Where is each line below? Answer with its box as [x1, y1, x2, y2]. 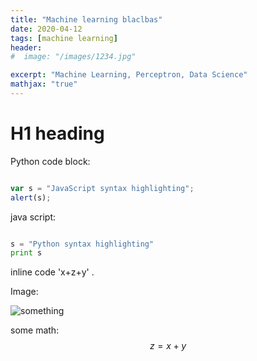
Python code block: [10, 155, 91, 167]
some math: [10, 324, 60, 336]
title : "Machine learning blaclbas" [10, 14, 163, 25]
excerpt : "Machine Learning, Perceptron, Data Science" [10, 70, 248, 80]
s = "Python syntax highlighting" [10, 239, 155, 249]
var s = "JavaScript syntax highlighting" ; [10, 183, 195, 193]
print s [10, 248, 43, 258]
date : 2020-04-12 [10, 24, 83, 34]
